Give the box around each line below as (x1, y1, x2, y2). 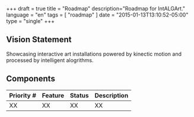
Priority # (9, 91, 37, 99)
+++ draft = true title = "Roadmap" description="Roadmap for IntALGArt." (6, 5, 186, 12)
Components (6, 74, 55, 84)
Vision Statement (6, 35, 72, 45)
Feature (42, 91, 64, 99)
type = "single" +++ (6, 18, 55, 24)
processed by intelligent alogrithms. (6, 56, 94, 64)
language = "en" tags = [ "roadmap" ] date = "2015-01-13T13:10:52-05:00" (6, 11, 189, 18)
